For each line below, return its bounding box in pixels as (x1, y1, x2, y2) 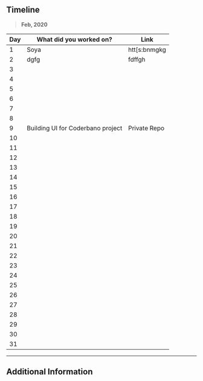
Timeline (6, 5, 40, 15)
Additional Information (6, 367, 93, 377)
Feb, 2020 (21, 21, 48, 28)
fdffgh (127, 55, 146, 63)
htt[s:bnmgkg (127, 45, 166, 54)
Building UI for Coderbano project (27, 124, 123, 132)
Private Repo (127, 124, 165, 132)
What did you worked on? (36, 35, 113, 43)
